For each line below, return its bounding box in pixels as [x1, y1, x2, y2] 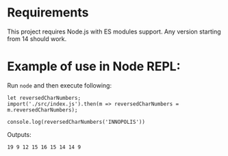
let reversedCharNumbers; [7, 94, 81, 101]
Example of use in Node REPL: [7, 59, 181, 75]
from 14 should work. [7, 34, 67, 42]
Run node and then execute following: [7, 81, 112, 90]
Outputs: [7, 130, 32, 138]
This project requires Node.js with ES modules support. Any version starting [7, 27, 221, 36]
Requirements [7, 5, 89, 21]
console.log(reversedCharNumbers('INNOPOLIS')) [7, 118, 146, 125]
